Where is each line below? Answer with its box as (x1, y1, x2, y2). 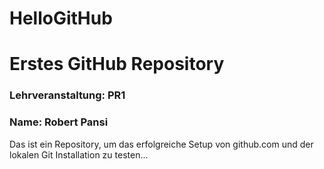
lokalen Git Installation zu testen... (9, 148, 149, 161)
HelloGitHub (9, 7, 113, 30)
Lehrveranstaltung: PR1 (9, 88, 126, 102)
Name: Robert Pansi (9, 115, 109, 129)
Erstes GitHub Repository (9, 53, 225, 76)
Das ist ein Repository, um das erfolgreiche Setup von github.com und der (9, 138, 314, 150)
